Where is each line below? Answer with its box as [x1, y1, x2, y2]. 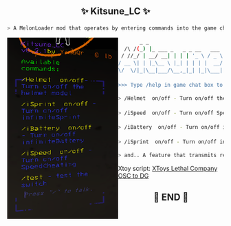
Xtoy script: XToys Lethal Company [118, 164, 218, 172]
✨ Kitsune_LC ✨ [80, 6, 151, 17]
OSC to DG [118, 172, 149, 180]
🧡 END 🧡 [153, 192, 189, 203]
